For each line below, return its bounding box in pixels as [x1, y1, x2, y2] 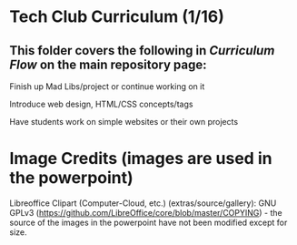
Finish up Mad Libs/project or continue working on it [9, 81, 205, 92]
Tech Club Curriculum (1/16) [9, 6, 225, 27]
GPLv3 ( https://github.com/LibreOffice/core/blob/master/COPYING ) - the [9, 207, 283, 218]
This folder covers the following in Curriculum [9, 43, 275, 58]
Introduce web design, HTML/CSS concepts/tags [9, 98, 193, 109]
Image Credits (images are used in [9, 148, 272, 169]
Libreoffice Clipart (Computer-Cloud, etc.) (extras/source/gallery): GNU [9, 198, 277, 209]
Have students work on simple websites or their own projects [9, 117, 239, 127]
